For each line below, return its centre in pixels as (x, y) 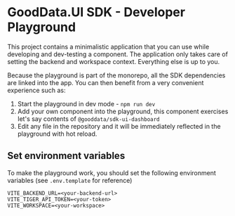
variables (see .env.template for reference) (70, 180)
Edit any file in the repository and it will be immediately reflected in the (119, 126)
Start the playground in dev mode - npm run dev (86, 103)
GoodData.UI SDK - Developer (96, 12)
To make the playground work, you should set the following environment (112, 172)
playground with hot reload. (57, 134)
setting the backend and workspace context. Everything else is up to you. (114, 61)
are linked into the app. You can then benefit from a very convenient (106, 82)
